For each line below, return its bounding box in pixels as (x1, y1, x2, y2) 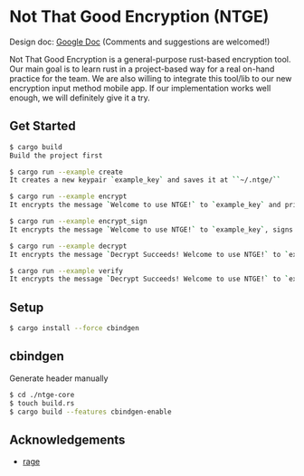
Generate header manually (9, 373, 109, 384)
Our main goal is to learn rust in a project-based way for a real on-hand (9, 63, 275, 74)
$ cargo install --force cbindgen (9, 324, 140, 333)
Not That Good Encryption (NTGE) (9, 6, 270, 27)
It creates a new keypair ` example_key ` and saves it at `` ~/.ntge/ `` (9, 176, 281, 185)
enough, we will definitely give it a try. (9, 92, 151, 103)
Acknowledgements (9, 432, 126, 447)
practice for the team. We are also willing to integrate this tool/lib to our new (9, 72, 292, 83)
